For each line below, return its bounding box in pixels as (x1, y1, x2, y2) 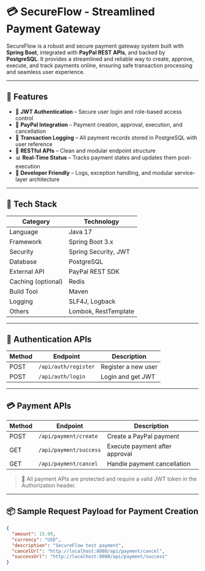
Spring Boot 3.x (68, 237, 113, 246)
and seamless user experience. (6, 68, 85, 75)
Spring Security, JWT (68, 247, 130, 256)
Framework (9, 237, 42, 246)
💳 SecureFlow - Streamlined (6, 5, 156, 19)
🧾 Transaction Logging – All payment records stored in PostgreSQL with (15, 134, 198, 141)
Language (9, 227, 38, 236)
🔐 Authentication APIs (6, 334, 92, 344)
